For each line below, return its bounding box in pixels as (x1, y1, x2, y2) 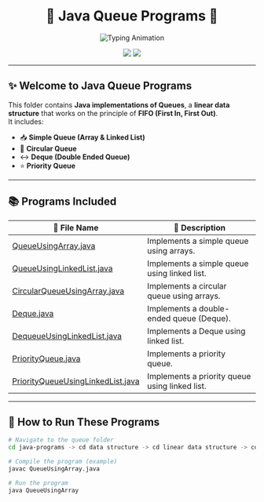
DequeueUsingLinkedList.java (12, 330, 123, 341)
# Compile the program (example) (8, 458, 118, 466)
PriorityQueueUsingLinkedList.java (12, 376, 140, 387)
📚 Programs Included (8, 195, 117, 209)
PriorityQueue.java (12, 353, 81, 364)
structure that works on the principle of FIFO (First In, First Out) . (8, 108, 218, 118)
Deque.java (12, 307, 54, 318)
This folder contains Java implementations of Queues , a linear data (8, 100, 230, 109)
